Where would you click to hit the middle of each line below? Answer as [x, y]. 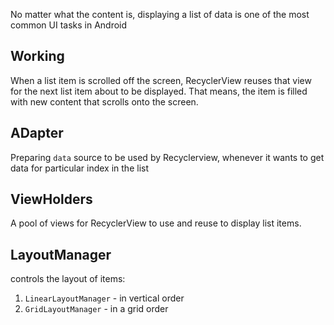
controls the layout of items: [68, 279]
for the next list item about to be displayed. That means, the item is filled [159, 91]
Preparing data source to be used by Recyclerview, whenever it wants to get [167, 157]
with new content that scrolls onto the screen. [104, 101]
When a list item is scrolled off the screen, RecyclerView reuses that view [161, 80]
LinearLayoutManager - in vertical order [104, 298]
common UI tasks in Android [69, 25]
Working [37, 56]
